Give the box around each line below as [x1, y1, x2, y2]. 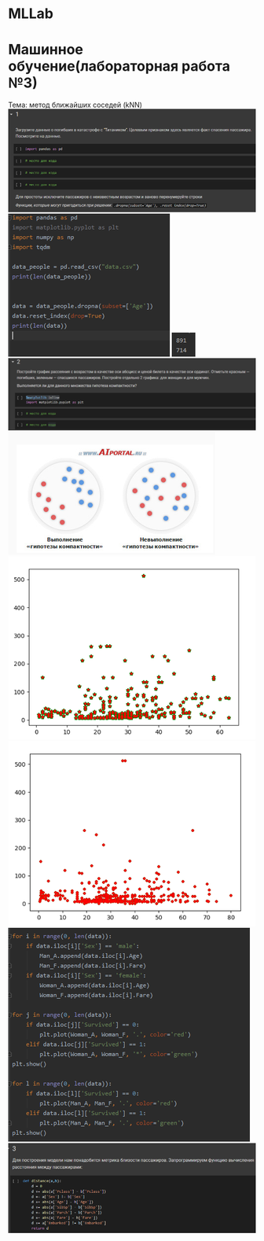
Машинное [8, 41, 84, 59]
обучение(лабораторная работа [8, 57, 230, 75]
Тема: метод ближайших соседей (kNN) [8, 100, 143, 110]
